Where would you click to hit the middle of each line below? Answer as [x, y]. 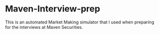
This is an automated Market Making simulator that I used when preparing [80, 22]
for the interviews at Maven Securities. [44, 27]
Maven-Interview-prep [53, 9]
